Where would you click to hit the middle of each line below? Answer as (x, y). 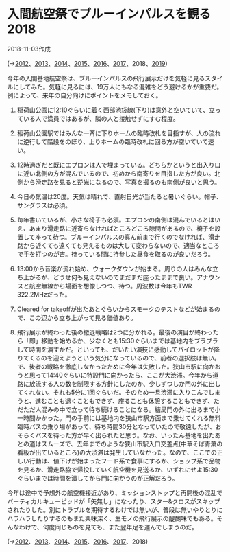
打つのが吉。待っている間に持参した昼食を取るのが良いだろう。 (125, 254)
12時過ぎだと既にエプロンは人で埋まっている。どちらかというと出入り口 (119, 165)
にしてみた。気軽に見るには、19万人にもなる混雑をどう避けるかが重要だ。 (118, 87)
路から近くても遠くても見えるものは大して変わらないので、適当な (109, 245)
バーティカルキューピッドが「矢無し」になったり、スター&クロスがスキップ (114, 501)
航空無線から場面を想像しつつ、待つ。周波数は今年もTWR (111, 286)
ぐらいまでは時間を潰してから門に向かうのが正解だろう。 (98, 478)
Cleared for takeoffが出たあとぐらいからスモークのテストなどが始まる (115, 309)
